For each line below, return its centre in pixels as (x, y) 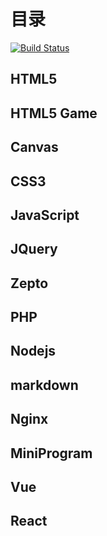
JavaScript (45, 215)
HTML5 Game (54, 113)
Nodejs (33, 351)
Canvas (34, 147)
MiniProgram (51, 453)
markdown (44, 385)
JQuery (34, 249)
